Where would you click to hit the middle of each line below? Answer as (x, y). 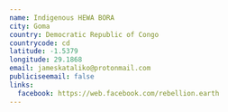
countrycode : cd (40, 43)
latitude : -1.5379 (44, 51)
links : (22, 85)
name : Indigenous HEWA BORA (62, 18)
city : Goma (30, 26)
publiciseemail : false (52, 77)
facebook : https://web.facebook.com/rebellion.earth (119, 93)
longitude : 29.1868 (46, 60)
